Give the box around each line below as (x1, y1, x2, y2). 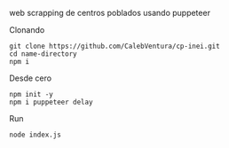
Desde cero (9, 73, 51, 83)
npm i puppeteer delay (9, 97, 93, 106)
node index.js (9, 130, 62, 139)
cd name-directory (9, 50, 77, 58)
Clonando (9, 25, 45, 35)
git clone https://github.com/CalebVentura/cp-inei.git (9, 42, 220, 51)
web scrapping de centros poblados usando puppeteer (9, 8, 211, 18)
